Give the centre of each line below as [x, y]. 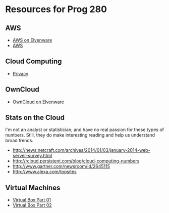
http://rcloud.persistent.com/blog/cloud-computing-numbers [76, 161]
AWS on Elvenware [32, 40]
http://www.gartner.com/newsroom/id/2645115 [61, 166]
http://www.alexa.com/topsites [44, 172]
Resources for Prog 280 [56, 9]
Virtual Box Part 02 [32, 205]
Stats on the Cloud [35, 118]
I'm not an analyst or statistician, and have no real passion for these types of [84, 130]
